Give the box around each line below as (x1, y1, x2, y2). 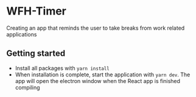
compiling (15, 84, 41, 91)
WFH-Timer (6, 4, 67, 18)
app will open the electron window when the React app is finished (15, 77, 181, 84)
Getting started (6, 48, 66, 59)
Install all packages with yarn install (15, 64, 110, 72)
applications (6, 30, 37, 38)
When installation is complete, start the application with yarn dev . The (15, 71, 191, 78)
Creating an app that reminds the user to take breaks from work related (6, 24, 185, 32)
